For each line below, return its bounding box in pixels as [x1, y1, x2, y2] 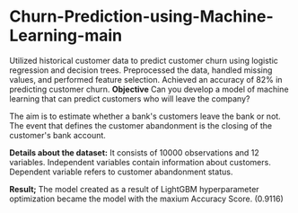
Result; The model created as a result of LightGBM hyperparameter [9, 183, 259, 194]
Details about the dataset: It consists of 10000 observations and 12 [9, 146, 260, 158]
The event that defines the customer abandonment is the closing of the [9, 120, 272, 131]
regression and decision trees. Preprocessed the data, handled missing [9, 65, 273, 75]
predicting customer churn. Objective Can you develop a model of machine [9, 84, 289, 94]
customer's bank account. [9, 129, 106, 140]
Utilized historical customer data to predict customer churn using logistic [9, 55, 278, 66]
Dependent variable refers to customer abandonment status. [9, 166, 233, 177]
